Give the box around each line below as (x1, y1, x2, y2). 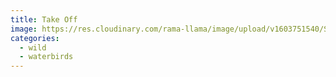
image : (10, 24, 38, 34)
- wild (19, 42, 47, 53)
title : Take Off (10, 14, 78, 25)
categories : (10, 33, 60, 43)
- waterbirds (19, 52, 74, 62)
